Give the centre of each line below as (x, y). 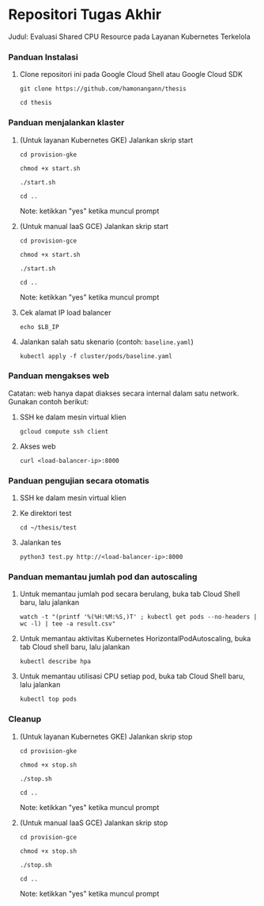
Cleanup (25, 719)
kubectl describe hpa (55, 662)
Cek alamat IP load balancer (66, 312)
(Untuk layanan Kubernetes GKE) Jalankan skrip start (106, 140)
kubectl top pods (48, 699)
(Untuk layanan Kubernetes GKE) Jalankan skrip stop (106, 736)
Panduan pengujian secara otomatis (79, 480)
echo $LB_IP (39, 327)
